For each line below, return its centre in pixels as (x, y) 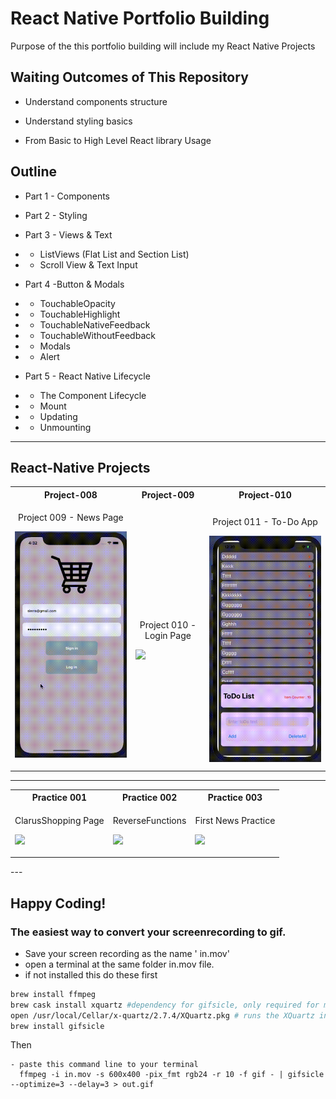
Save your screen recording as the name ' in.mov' (127, 953)
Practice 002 (149, 798)
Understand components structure (96, 101)
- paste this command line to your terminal (104, 1065)
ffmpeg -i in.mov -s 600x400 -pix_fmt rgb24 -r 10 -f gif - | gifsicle (172, 1075)
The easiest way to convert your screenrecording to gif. (148, 932)
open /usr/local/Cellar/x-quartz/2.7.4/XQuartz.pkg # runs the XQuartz (162, 1015)
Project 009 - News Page (71, 518)
